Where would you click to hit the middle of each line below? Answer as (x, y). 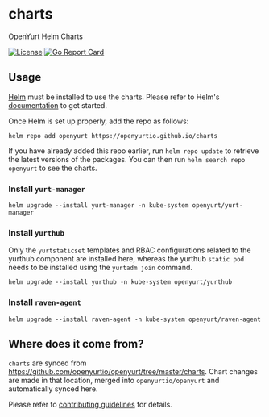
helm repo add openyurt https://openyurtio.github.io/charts (113, 136)
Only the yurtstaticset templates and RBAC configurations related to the (130, 250)
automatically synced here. (53, 389)
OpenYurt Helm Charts (46, 36)
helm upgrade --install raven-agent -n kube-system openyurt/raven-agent (135, 319)
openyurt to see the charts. (53, 168)
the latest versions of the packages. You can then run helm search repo (127, 159)
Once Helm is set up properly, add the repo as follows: (99, 121)
